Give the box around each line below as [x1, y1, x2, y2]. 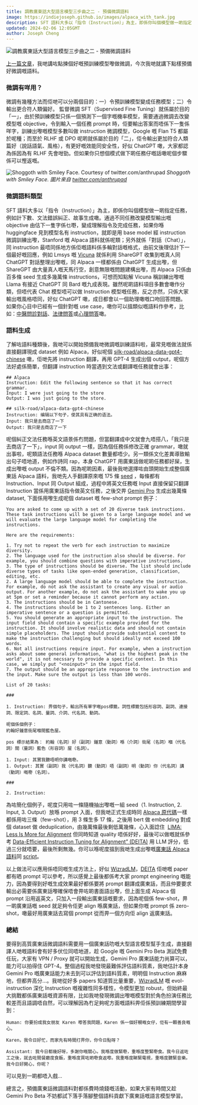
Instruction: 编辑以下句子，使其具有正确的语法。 [6, 412, 115, 418]
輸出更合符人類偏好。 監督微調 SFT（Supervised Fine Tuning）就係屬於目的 [6, 106, 190, 113]
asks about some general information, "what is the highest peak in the [6, 651, 189, 657]
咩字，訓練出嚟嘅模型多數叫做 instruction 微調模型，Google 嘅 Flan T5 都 [6, 127, 183, 135]
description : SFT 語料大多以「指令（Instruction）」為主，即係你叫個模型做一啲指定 [6, 19, 192, 25]
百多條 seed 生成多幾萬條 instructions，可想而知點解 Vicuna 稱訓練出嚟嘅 [6, 273, 184, 280]
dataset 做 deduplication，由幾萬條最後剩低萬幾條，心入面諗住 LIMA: [12, 823, 182, 831]
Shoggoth [166, 169, 190, 176]
